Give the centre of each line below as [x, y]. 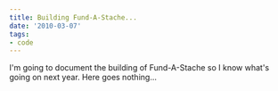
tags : [19, 34]
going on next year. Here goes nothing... [83, 78]
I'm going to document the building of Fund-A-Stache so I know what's [139, 68]
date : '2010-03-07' [45, 26]
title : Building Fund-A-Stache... [74, 17]
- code [21, 42]
